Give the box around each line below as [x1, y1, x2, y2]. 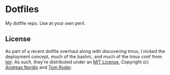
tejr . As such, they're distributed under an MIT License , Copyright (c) [5, 59, 149, 65]
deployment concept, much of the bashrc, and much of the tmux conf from [5, 53, 162, 59]
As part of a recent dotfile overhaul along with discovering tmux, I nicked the [5, 48, 165, 54]
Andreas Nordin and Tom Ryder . [5, 64, 73, 70]
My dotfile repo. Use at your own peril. [5, 20, 86, 26]
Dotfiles [5, 4, 39, 15]
